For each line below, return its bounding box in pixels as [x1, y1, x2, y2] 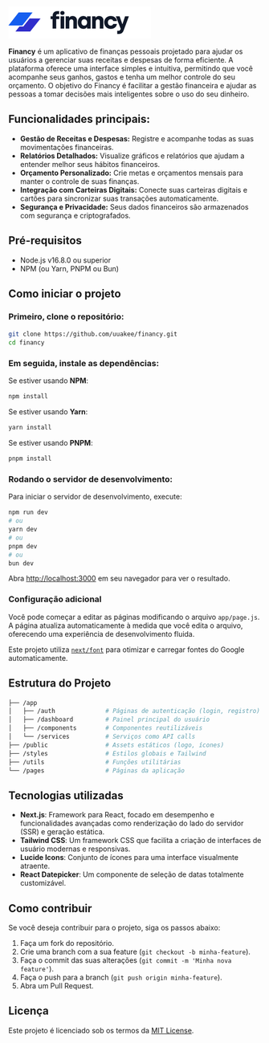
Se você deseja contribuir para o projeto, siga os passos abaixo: [8, 923, 221, 933]
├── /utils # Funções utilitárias [8, 758, 181, 766]
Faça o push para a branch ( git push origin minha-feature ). [19, 972, 222, 982]
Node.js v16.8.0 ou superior [19, 255, 111, 265]
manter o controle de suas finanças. [19, 176, 140, 186]
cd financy [8, 339, 45, 347]
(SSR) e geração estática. [19, 827, 105, 837]
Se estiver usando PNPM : [8, 438, 94, 448]
